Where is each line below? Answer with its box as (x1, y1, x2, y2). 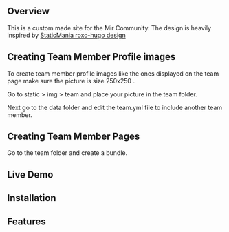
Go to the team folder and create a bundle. (7, 149, 128, 157)
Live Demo (7, 169, 54, 180)
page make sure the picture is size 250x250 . (7, 76, 135, 85)
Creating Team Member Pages (7, 131, 140, 143)
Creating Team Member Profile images (7, 51, 176, 63)
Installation (7, 192, 56, 204)
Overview (7, 6, 50, 17)
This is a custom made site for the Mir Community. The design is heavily (7, 23, 212, 32)
